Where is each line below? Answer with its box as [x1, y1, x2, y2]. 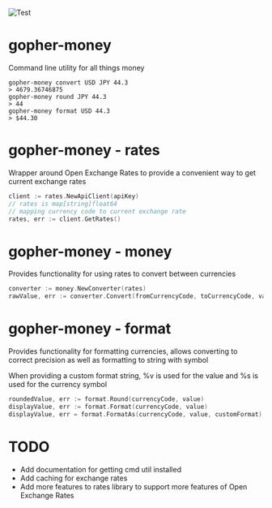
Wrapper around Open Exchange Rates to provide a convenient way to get [8, 167, 257, 178]
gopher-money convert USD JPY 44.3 [8, 78, 129, 87]
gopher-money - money [8, 242, 172, 260]
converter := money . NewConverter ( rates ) [8, 285, 147, 293]
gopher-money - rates [8, 141, 160, 160]
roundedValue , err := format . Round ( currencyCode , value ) [8, 395, 205, 403]
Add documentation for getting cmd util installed [19, 464, 182, 474]
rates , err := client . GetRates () [8, 215, 121, 223]
